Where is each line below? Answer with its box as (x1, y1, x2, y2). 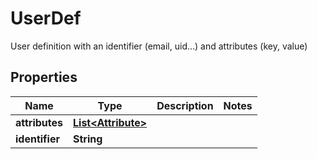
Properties (10, 69, 78, 86)
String (73, 132, 103, 146)
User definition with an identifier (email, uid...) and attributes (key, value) (10, 40, 308, 52)
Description (156, 98, 214, 112)
